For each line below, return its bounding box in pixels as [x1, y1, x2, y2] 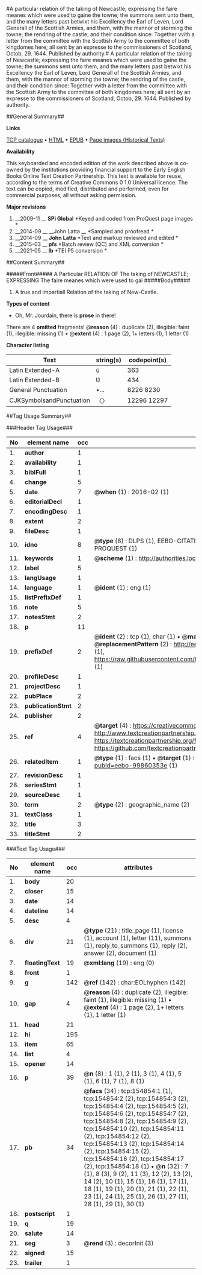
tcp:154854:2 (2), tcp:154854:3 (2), [84, 1094, 188, 1103]
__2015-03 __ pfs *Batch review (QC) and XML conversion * [14, 241, 164, 248]
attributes [124, 863, 153, 872]
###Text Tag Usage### [6, 845, 66, 852]
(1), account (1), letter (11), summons [84, 934, 192, 942]
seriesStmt [25, 781, 57, 789]
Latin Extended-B [9, 376, 60, 384]
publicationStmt [25, 702, 72, 710]
